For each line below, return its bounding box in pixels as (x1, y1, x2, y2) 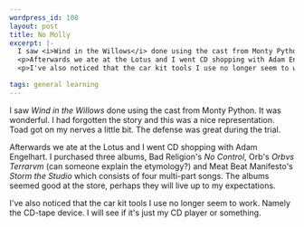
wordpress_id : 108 (9, 13, 79, 23)
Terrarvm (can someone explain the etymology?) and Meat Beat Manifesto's (9, 160, 294, 172)
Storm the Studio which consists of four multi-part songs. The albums (9, 170, 270, 181)
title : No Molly (9, 30, 71, 39)
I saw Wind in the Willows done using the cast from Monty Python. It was (9, 105, 282, 116)
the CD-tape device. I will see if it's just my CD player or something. (9, 207, 261, 218)
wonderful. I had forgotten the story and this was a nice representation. (9, 114, 275, 125)
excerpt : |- (9, 38, 54, 48)
